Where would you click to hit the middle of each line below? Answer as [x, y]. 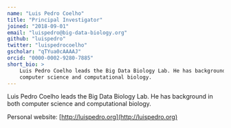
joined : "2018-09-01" [38, 26]
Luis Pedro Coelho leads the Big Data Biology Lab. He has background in [110, 97]
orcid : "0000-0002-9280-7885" [51, 58]
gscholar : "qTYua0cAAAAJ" [44, 52]
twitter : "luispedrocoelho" [47, 45]
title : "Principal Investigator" [55, 20]
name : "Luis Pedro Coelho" [46, 13]
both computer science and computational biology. [79, 104]
